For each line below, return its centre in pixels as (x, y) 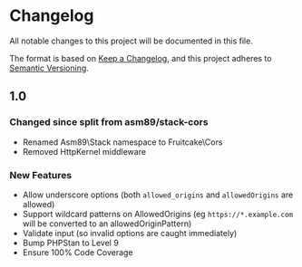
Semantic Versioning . (49, 68)
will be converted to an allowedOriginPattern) (107, 224)
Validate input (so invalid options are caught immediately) (130, 233)
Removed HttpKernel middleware (84, 151)
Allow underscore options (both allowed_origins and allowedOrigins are (158, 195)
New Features (41, 175)
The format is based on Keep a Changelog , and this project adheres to (141, 58)
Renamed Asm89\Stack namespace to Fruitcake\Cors (122, 142)
